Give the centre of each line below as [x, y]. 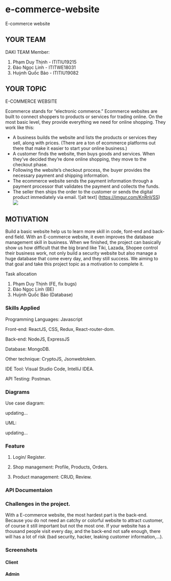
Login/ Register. [29, 457]
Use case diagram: [25, 403]
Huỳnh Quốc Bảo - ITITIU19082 [46, 73]
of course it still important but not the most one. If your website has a [78, 526]
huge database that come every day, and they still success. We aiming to [82, 259]
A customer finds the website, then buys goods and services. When [84, 153]
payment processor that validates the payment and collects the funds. [86, 186]
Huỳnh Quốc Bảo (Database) [43, 295]
